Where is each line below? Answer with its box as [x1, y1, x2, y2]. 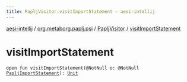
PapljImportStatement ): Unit [6, 70, 78, 76]
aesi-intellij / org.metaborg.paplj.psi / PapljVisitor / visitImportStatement [6, 25, 181, 32]
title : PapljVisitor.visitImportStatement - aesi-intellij [6, 8, 156, 15]
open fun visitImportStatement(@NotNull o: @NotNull [6, 65, 140, 71]
